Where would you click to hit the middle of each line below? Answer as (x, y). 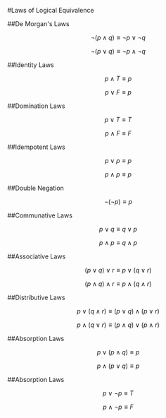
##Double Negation (36, 188)
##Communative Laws (40, 215)
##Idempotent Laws (36, 147)
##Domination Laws (36, 106)
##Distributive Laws (36, 297)
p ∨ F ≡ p (118, 92)
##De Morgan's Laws (38, 24)
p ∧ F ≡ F (118, 133)
